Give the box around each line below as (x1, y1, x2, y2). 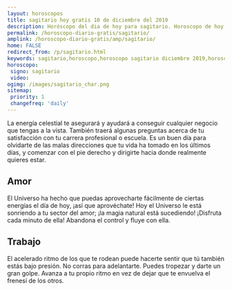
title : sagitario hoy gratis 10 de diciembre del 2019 (7, 17, 168, 23)
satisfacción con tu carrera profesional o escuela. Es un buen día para (7, 133, 206, 142)
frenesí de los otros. (7, 276, 64, 284)
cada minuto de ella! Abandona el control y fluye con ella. (7, 215, 171, 224)
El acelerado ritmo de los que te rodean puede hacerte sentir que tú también (7, 254, 224, 262)
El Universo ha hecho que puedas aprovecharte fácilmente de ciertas (7, 194, 204, 202)
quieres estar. (7, 155, 46, 164)
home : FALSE (7, 42, 41, 49)
